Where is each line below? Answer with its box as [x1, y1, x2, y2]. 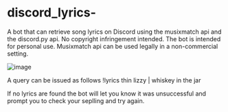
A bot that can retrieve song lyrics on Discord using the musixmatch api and [7, 27, 222, 36]
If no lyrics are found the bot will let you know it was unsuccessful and [7, 89, 207, 98]
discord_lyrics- [7, 5, 96, 21]
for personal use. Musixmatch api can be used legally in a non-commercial [7, 42, 218, 50]
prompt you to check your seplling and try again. [7, 96, 145, 104]
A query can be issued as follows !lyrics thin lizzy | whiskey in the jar [7, 76, 201, 84]
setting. [7, 49, 29, 58]
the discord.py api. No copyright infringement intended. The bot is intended [7, 34, 221, 43]
